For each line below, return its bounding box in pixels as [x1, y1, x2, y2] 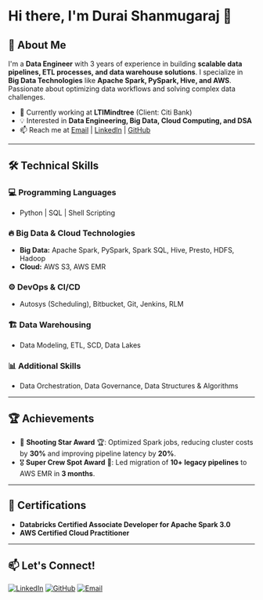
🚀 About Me [8, 38, 67, 52]
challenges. [8, 93, 45, 101]
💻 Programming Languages [8, 187, 117, 198]
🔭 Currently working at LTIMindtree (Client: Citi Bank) [19, 107, 193, 117]
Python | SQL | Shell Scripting [19, 208, 116, 217]
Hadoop [19, 253, 45, 263]
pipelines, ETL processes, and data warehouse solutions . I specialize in [8, 67, 243, 77]
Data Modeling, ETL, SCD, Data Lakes [19, 340, 141, 350]
